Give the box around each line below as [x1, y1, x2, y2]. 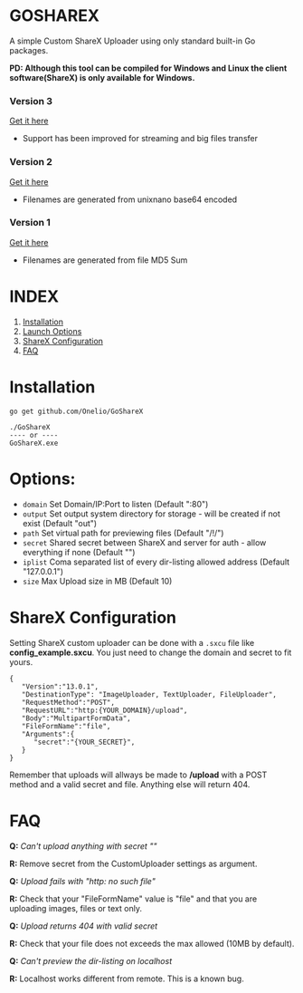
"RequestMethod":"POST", [21, 698, 116, 707]
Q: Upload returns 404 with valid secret [9, 921, 158, 931]
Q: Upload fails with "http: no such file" [9, 875, 156, 886]
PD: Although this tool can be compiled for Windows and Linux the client [9, 63, 288, 73]
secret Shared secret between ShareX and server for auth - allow [22, 536, 267, 548]
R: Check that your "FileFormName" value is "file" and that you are [9, 893, 258, 904]
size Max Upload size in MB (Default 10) [22, 575, 173, 586]
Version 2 [9, 156, 52, 169]
